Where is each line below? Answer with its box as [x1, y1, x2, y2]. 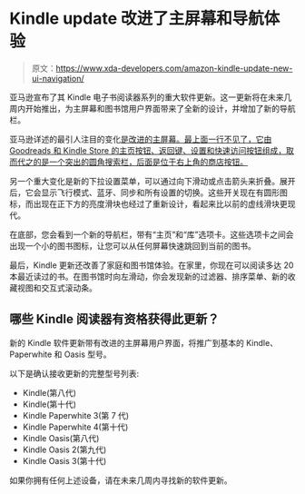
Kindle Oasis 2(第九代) [22, 444, 107, 455]
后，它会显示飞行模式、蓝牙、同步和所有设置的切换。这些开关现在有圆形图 [9, 187, 288, 198]
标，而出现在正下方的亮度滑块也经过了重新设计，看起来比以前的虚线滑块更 [9, 198, 288, 209]
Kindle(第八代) [22, 387, 77, 398]
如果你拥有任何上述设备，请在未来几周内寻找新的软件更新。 [9, 474, 232, 486]
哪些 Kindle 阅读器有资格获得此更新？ [9, 311, 220, 327]
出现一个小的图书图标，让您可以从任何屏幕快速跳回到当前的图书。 [9, 240, 256, 251]
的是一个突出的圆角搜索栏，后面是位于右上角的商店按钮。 [33, 156, 248, 167]
